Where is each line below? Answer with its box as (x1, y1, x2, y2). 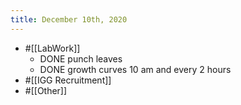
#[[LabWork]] (24, 42, 81, 54)
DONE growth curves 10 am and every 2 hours (39, 63, 232, 75)
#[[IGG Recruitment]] (24, 74, 112, 86)
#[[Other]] (24, 84, 68, 96)
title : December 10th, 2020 (10, 14, 128, 25)
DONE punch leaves (39, 52, 123, 65)
